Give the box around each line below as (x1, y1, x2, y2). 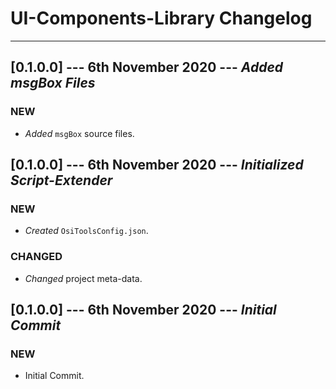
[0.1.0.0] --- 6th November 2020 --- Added (10, 59, 284, 76)
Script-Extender (10, 172, 113, 189)
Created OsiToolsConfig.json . (24, 225, 149, 237)
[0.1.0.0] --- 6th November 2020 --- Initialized (10, 157, 304, 174)
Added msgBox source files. (24, 127, 135, 139)
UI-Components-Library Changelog (10, 7, 313, 30)
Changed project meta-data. (24, 272, 143, 284)
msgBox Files (10, 75, 96, 92)
